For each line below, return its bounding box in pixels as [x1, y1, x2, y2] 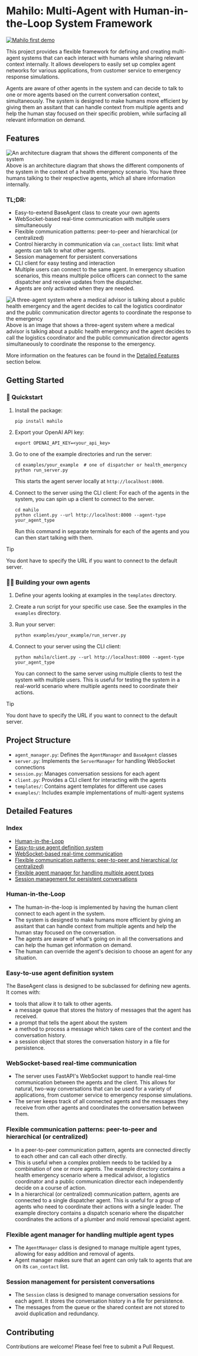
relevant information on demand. [6, 116, 86, 123]
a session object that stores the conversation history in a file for [14, 1038, 170, 1045]
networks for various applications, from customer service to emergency [6, 66, 181, 74]
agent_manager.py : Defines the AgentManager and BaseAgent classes [14, 751, 177, 758]
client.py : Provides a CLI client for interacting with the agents [14, 776, 167, 783]
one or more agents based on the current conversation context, [6, 91, 161, 98]
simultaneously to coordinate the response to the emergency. [6, 340, 156, 348]
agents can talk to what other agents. [14, 247, 106, 254]
